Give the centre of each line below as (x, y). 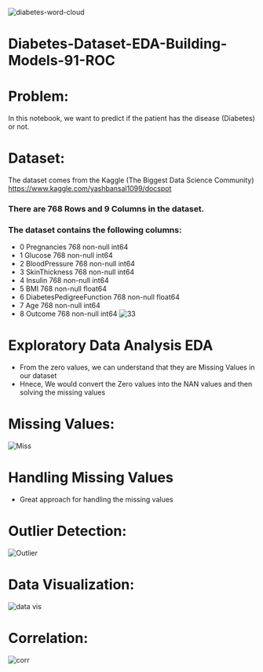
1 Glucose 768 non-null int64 (66, 255)
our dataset (38, 376)
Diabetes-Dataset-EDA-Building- (118, 44)
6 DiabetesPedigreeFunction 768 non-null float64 (100, 297)
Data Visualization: (71, 585)
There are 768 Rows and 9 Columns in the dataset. (106, 208)
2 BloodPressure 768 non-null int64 (77, 264)
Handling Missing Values (91, 477)
